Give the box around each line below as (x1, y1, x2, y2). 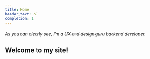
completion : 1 (5, 16, 34, 21)
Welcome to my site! (5, 46, 69, 54)
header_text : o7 (5, 12, 38, 16)
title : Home (5, 7, 29, 12)
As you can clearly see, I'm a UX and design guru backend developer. (5, 31, 146, 37)
